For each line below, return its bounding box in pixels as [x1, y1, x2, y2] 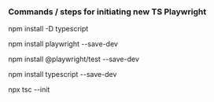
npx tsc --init [8, 85, 50, 94]
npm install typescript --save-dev [8, 70, 117, 79]
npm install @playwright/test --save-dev [8, 54, 140, 64]
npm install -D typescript [8, 24, 89, 34]
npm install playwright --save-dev [8, 39, 118, 49]
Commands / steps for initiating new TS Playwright [8, 6, 207, 17]
